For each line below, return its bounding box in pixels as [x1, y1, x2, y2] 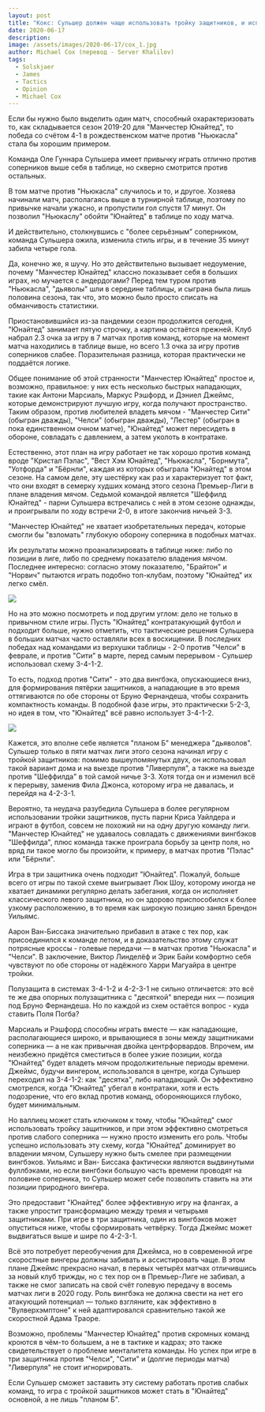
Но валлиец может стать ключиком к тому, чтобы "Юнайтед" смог [8, 1115, 233, 1125]
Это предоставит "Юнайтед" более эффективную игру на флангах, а [8, 1198, 239, 1207]
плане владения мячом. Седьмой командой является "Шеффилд [8, 490, 227, 499]
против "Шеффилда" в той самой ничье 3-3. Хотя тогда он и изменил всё [8, 772, 256, 782]
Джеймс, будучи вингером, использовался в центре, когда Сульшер [8, 1067, 241, 1076]
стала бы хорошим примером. [8, 139, 111, 148]
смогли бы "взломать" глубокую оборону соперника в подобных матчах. [8, 530, 256, 539]
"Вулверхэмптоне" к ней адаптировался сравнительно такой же [8, 1305, 226, 1315]
